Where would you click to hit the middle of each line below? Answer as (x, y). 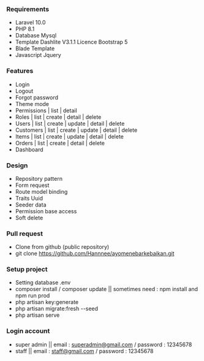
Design (17, 165)
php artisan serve (37, 315)
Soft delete (29, 218)
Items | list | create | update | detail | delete (70, 136)
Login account (28, 331)
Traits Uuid (29, 198)
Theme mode (32, 104)
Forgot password (36, 97)
